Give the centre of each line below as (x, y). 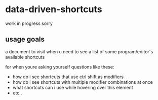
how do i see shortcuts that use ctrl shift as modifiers (68, 77)
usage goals (25, 39)
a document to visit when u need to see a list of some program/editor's (79, 51)
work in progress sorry (29, 23)
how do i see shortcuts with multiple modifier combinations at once (83, 82)
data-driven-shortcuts (54, 9)
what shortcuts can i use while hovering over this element (73, 87)
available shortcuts (25, 57)
